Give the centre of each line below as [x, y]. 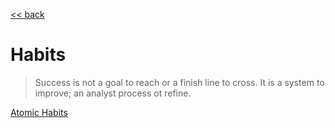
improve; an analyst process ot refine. [113, 93]
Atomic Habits [39, 112]
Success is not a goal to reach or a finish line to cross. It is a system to [179, 82]
